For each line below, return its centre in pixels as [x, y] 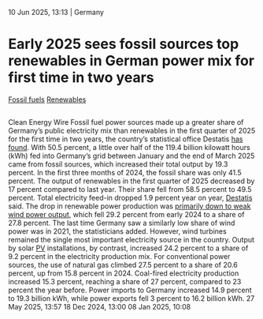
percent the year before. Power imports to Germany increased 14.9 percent [130, 290]
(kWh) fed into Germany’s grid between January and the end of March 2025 [131, 156]
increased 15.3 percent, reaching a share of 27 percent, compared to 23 [125, 282]
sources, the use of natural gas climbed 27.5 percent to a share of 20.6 [123, 265]
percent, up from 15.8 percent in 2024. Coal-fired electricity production [124, 273]
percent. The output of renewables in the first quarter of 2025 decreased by [131, 181]
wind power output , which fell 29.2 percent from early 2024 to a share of [126, 215]
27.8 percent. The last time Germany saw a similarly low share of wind [122, 223]
